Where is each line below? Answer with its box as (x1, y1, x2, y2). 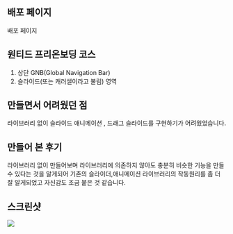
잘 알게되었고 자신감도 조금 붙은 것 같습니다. (7, 178, 127, 187)
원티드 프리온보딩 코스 (7, 49, 96, 60)
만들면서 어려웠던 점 (7, 99, 88, 111)
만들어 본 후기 (7, 141, 63, 153)
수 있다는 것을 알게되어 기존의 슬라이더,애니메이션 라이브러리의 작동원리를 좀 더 (7, 169, 221, 178)
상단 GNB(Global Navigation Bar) (17, 68, 111, 76)
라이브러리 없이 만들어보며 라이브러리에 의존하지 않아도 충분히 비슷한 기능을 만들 (7, 161, 225, 169)
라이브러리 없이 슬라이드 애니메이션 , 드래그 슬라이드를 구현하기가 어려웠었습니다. (7, 119, 227, 127)
